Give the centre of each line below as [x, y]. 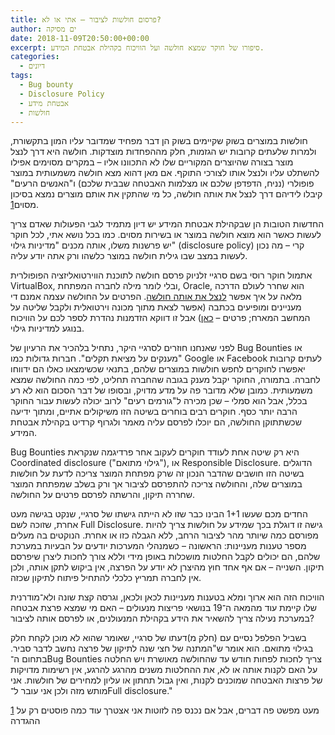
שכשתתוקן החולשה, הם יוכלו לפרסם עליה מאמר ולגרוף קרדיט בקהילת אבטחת [156, 422]
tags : [21, 76]
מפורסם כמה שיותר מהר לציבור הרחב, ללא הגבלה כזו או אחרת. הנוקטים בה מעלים [164, 535]
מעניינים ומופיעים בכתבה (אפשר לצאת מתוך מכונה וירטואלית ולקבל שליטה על [156, 307]
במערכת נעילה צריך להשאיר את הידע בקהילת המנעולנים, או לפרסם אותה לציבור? [162, 618]
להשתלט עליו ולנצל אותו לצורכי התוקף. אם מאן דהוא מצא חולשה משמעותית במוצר [165, 173]
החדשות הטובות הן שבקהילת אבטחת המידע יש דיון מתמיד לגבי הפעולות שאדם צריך [167, 224]
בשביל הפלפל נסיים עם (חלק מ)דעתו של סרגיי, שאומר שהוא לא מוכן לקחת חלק [158, 638]
